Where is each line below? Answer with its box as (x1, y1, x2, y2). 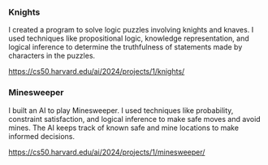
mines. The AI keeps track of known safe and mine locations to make (8, 123, 240, 132)
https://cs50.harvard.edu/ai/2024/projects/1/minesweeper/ (8, 147, 205, 157)
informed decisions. (8, 131, 76, 141)
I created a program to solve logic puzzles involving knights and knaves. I (8, 25, 254, 35)
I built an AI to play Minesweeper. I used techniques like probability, (8, 105, 234, 115)
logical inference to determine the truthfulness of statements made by (8, 42, 243, 52)
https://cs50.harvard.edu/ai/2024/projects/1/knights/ (8, 67, 185, 76)
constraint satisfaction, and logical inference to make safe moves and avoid (8, 114, 262, 124)
